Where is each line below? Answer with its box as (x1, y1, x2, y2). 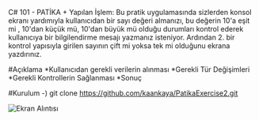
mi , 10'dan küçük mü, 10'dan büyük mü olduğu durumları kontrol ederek (8, 24, 244, 33)
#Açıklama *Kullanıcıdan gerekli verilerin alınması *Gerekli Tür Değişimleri (8, 65, 250, 74)
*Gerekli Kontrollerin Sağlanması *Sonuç (8, 73, 143, 82)
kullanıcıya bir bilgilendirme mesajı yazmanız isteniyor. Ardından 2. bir (8, 32, 235, 42)
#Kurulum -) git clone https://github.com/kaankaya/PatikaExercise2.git (8, 88, 238, 98)
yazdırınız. (8, 50, 42, 58)
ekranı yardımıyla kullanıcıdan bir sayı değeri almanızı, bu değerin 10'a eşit (8, 16, 250, 25)
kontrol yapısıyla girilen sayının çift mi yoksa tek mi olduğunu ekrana (8, 41, 230, 51)
